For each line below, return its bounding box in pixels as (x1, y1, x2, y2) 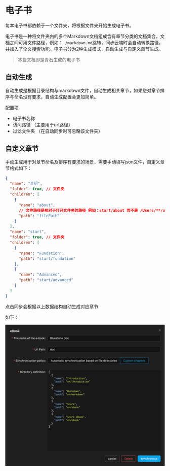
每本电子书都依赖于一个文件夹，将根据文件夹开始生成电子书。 (5, 22, 134, 28)
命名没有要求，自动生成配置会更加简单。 (14, 93, 99, 99)
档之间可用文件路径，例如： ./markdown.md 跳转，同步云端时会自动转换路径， (5, 39, 163, 46)
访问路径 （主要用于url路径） (12, 121, 73, 127)
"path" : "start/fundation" (18, 256, 76, 261)
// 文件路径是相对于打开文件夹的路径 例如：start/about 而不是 (18, 208, 138, 213)
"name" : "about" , (18, 203, 56, 208)
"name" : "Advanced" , (18, 272, 62, 277)
